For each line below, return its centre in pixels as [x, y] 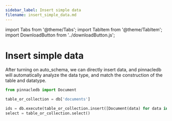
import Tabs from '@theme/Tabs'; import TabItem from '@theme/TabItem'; [84, 29]
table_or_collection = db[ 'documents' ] [48, 99]
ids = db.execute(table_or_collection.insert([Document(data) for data [83, 109]
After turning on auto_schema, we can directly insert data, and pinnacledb [83, 70]
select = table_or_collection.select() [48, 113]
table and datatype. [26, 80]
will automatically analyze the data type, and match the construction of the [84, 75]
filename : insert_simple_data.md [41, 15]
